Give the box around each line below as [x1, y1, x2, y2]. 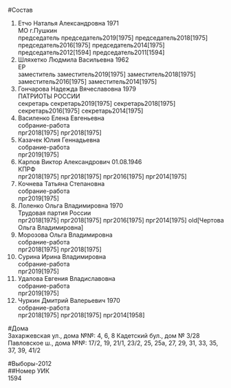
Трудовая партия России [17, 209, 91, 217]
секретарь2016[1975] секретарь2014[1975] [17, 106, 144, 115]
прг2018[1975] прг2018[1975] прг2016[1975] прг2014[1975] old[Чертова [17, 216, 224, 224]
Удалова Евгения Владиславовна [17, 275, 115, 282]
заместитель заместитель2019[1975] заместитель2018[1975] [17, 70, 197, 78]
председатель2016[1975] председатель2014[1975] [17, 41, 165, 49]
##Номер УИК [8, 367, 50, 375]
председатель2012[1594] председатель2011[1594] [17, 48, 165, 56]
